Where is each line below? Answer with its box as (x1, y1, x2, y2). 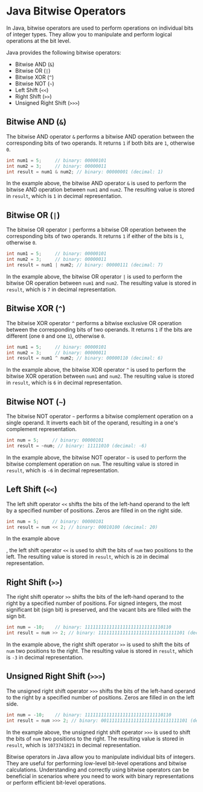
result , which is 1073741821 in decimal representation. (6, 741, 141, 748)
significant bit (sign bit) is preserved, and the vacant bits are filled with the (6, 606, 192, 613)
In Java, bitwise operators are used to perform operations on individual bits (6, 24, 193, 31)
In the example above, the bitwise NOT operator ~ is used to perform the (6, 454, 187, 461)
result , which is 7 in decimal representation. (6, 286, 117, 293)
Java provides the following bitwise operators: (6, 48, 121, 56)
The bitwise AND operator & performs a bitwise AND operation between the (6, 133, 195, 140)
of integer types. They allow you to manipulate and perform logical (6, 30, 172, 38)
